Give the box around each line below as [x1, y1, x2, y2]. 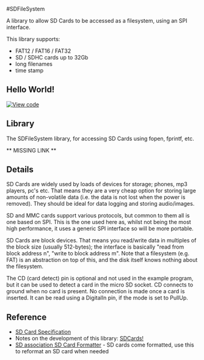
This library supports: [6, 36, 60, 42]
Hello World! [6, 84, 55, 95]
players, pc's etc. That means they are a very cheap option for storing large [6, 187, 197, 195]
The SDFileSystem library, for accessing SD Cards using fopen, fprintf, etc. [6, 135, 194, 142]
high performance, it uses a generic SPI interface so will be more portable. [6, 225, 194, 232]
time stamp [15, 67, 44, 74]
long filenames [15, 61, 53, 67]
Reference [6, 312, 47, 322]
